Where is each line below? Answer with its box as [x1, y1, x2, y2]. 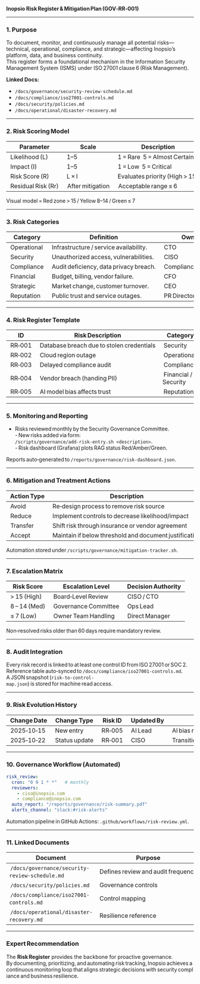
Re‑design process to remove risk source [52, 502, 165, 510]
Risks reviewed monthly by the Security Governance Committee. [14, 425, 170, 432]
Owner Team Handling [53, 612, 115, 620]
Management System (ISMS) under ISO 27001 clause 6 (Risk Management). [6, 64, 189, 72]
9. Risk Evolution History [6, 701, 77, 709]
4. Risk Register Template [6, 316, 80, 324]
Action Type [10, 492, 45, 500]
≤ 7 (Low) [10, 612, 37, 620]
